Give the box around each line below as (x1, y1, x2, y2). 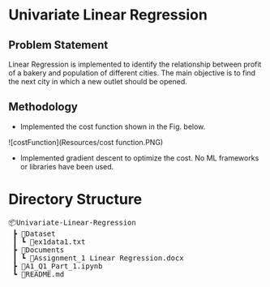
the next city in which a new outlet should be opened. (8, 77, 188, 86)
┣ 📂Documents (12, 245, 65, 255)
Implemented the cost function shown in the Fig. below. (19, 122, 206, 131)
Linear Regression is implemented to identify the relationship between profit (8, 59, 262, 69)
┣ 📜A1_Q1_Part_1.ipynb (12, 261, 103, 271)
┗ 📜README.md (12, 269, 65, 279)
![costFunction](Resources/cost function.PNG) (8, 137, 164, 147)
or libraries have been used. (19, 161, 114, 171)
